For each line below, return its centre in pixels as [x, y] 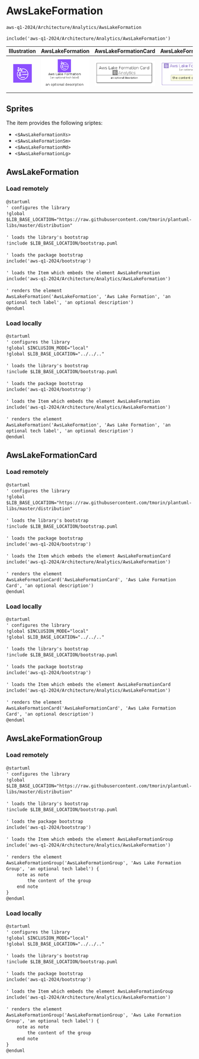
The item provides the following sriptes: [54, 123]
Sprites [20, 109]
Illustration [23, 51]
